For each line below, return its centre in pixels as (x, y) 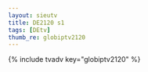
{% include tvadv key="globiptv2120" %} (74, 59)
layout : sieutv (33, 15)
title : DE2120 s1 (36, 23)
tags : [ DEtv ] (29, 30)
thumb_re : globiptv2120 (47, 37)
